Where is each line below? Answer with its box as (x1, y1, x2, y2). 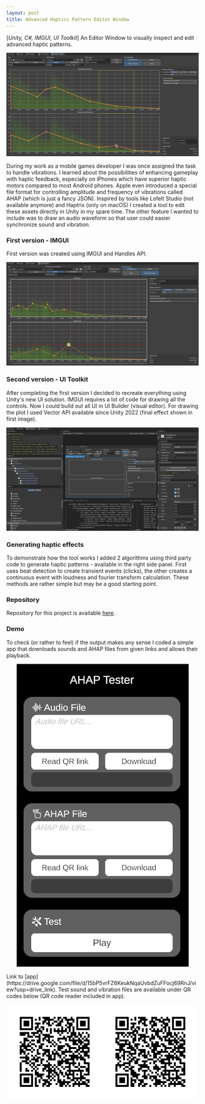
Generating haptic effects (6, 540, 84, 549)
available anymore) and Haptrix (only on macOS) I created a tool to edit (6, 201, 185, 208)
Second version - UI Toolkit (6, 375, 88, 384)
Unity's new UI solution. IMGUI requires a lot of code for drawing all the (6, 396, 186, 403)
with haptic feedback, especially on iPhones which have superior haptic (6, 175, 187, 182)
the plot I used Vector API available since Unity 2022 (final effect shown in (6, 408, 193, 416)
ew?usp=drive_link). (6, 986, 57, 993)
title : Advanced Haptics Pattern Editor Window (6, 16, 130, 23)
